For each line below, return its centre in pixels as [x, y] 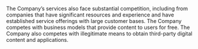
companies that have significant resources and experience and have [90, 15]
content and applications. [37, 40]
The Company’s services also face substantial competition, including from [97, 9]
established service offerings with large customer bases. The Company [94, 21]
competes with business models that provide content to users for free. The [98, 27]
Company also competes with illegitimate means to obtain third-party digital [99, 34]
